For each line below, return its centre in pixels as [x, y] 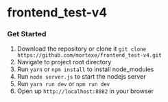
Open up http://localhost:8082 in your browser [85, 91]
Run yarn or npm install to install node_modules [85, 69]
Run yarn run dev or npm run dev [63, 84]
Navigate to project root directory [64, 62]
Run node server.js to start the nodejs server [81, 77]
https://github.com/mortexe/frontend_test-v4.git [89, 55]
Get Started [27, 34]
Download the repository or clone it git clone [82, 49]
